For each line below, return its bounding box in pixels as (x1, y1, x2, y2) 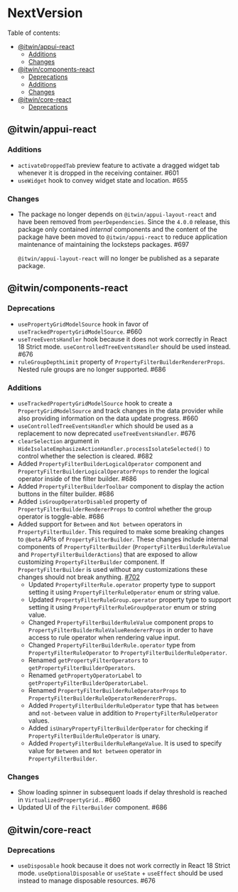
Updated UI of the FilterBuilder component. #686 (17, 803, 168, 812)
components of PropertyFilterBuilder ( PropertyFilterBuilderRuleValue (17, 542, 231, 551)
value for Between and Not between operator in (28, 746, 162, 755)
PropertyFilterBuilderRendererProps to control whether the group (17, 504, 212, 513)
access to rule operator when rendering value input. (28, 633, 180, 642)
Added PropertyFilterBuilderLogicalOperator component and (17, 459, 202, 467)
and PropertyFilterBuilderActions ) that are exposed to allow (17, 550, 198, 558)
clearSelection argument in (17, 436, 99, 445)
